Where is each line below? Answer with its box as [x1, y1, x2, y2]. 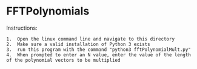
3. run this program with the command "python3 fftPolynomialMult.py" [6, 47, 191, 53]
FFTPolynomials [6, 4, 90, 18]
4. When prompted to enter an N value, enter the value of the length [6, 51, 191, 58]
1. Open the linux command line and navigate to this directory [6, 36, 175, 42]
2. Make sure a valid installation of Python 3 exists [6, 41, 150, 47]
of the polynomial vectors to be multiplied [6, 57, 121, 63]
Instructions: [6, 24, 38, 31]
